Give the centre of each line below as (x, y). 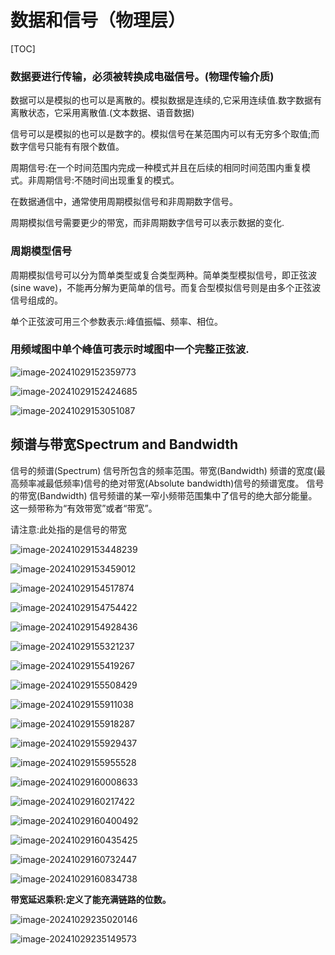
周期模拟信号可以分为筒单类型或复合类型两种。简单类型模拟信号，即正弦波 (163, 275)
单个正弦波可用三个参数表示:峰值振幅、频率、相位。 (117, 321)
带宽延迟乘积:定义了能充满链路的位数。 (91, 899)
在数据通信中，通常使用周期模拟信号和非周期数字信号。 (124, 202)
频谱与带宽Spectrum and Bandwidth (124, 444)
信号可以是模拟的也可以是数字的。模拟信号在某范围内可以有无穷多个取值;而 (165, 134)
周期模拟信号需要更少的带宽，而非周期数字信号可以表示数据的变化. (147, 223)
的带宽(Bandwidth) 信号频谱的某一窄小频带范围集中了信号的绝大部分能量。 (164, 495)
